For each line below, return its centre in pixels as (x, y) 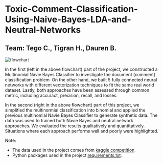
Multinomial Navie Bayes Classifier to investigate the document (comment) (80, 74)
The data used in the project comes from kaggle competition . (74, 150)
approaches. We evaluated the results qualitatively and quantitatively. (75, 126)
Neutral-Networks (43, 30)
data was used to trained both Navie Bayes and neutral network (69, 121)
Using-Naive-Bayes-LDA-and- (68, 19)
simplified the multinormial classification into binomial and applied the (75, 110)
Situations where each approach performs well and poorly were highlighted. (82, 131)
